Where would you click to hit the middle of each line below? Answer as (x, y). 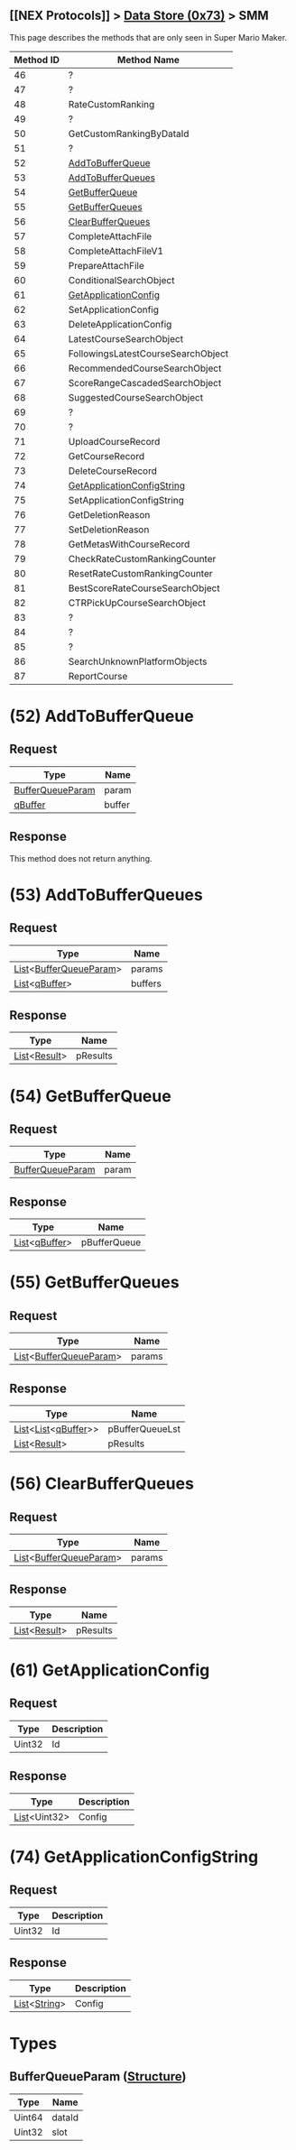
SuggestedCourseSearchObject (136, 397)
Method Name (148, 60)
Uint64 (28, 2118)
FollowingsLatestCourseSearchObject (148, 354)
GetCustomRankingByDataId (129, 134)
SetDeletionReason (109, 530)
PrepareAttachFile (106, 265)
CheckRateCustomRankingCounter (142, 558)
